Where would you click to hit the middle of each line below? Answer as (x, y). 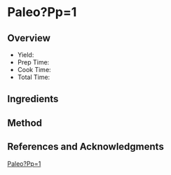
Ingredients (33, 99)
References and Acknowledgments (86, 147)
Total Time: (34, 77)
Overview (29, 38)
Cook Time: (34, 70)
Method (25, 123)
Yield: (26, 55)
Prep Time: (33, 62)
